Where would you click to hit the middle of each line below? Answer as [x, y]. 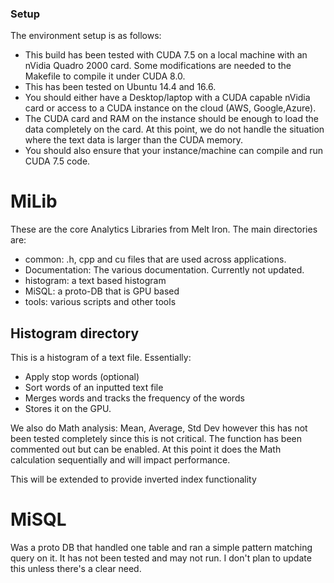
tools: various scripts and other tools [100, 302]
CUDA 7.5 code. [57, 161]
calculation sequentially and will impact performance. [120, 460]
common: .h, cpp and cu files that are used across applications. [155, 259]
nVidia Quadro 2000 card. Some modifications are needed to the [158, 66]
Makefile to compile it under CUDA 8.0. [105, 76]
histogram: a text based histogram [95, 281]
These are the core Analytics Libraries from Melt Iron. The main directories [164, 229]
